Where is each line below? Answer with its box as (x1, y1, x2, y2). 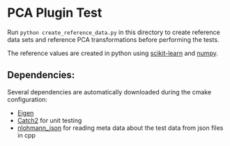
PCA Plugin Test (7, 5, 102, 21)
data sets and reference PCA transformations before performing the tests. (7, 35, 220, 43)
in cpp (17, 131, 36, 139)
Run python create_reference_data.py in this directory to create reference (7, 28, 221, 36)
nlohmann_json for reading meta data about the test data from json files (17, 124, 224, 132)
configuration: (7, 95, 47, 103)
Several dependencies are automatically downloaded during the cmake (7, 87, 211, 96)
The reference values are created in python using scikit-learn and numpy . (7, 49, 218, 57)
